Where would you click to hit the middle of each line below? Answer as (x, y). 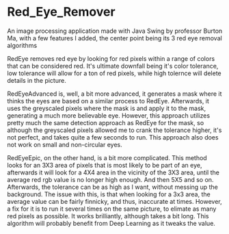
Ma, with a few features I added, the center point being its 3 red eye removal (114, 38)
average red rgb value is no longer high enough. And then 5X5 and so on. (110, 179)
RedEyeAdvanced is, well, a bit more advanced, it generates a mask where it (114, 94)
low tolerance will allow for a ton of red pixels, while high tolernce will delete (114, 73)
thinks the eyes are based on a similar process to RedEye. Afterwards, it (108, 101)
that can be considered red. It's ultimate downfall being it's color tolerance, (113, 66)
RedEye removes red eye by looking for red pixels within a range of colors (111, 58)
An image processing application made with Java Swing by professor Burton (115, 31)
